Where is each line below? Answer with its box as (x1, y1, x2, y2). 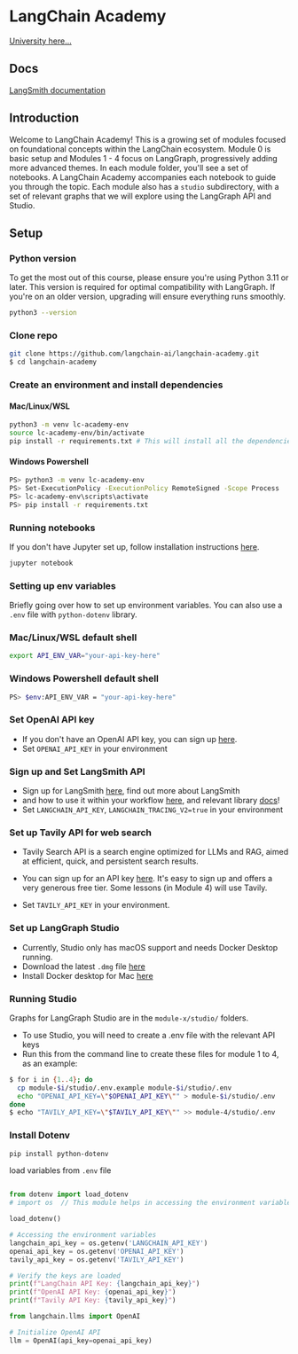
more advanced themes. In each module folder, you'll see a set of (9, 162, 248, 173)
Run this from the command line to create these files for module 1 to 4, (21, 1048, 279, 1059)
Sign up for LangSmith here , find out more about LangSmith (21, 786, 240, 796)
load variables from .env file (9, 1165, 112, 1176)
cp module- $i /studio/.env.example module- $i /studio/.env (17, 1084, 232, 1092)
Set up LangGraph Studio (9, 922, 120, 935)
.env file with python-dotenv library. (9, 609, 137, 620)
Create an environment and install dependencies (9, 379, 223, 391)
